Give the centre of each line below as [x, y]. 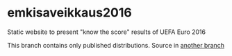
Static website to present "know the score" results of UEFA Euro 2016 [107, 32]
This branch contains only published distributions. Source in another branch [116, 45]
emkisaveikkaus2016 [69, 13]
